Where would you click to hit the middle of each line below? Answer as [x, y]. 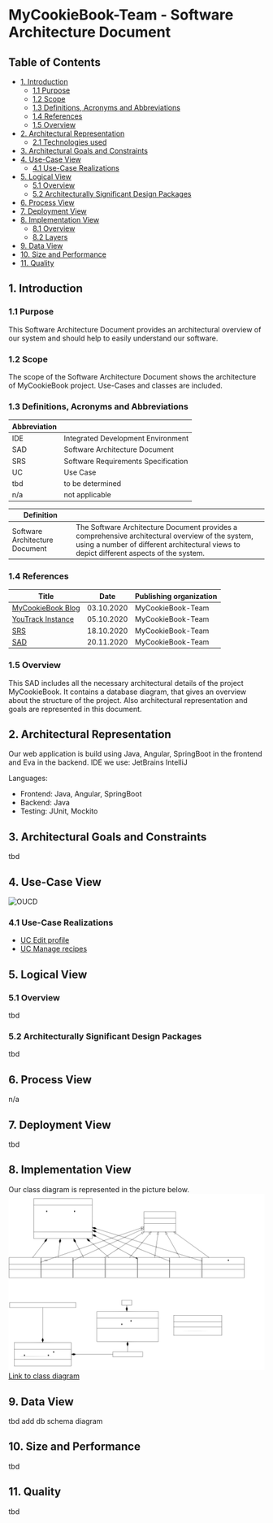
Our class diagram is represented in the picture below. [99, 1189]
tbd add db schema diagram [56, 1421]
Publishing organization [176, 596]
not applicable [88, 495]
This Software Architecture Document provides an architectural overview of [135, 329]
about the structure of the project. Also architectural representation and [128, 700]
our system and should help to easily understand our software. [113, 338]
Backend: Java [45, 803]
